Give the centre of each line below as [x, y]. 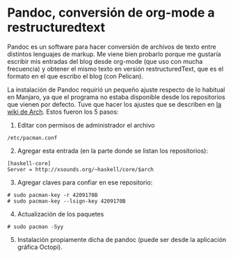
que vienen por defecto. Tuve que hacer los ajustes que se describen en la [114, 104]
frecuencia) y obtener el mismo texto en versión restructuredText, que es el [115, 69]
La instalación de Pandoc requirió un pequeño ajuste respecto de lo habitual [116, 89]
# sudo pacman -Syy [35, 227]
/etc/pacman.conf [32, 138]
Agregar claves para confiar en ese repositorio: [85, 182]
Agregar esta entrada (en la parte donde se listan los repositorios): [113, 150]
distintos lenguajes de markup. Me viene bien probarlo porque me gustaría [114, 54]
